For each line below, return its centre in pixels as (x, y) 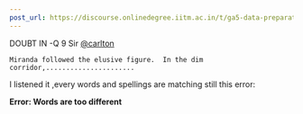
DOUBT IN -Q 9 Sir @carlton (62, 43)
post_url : (28, 18)
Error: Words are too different (66, 101)
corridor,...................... (72, 67)
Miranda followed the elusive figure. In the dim (106, 59)
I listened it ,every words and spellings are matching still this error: (133, 84)
